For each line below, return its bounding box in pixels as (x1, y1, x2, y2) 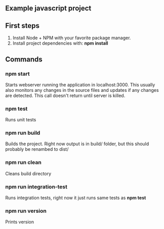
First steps (5, 21, 39, 30)
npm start (5, 70, 30, 77)
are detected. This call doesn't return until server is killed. (5, 92, 126, 99)
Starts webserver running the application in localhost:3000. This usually (5, 81, 155, 88)
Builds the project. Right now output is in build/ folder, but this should (5, 141, 149, 147)
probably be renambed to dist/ (5, 146, 69, 152)
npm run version (5, 208, 47, 214)
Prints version (5, 219, 34, 225)
